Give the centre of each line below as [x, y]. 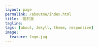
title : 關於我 [19, 19]
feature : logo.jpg [29, 37]
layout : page [18, 10]
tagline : [14, 23]
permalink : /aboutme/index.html [38, 14]
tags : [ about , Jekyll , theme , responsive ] [49, 28]
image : [12, 32]
